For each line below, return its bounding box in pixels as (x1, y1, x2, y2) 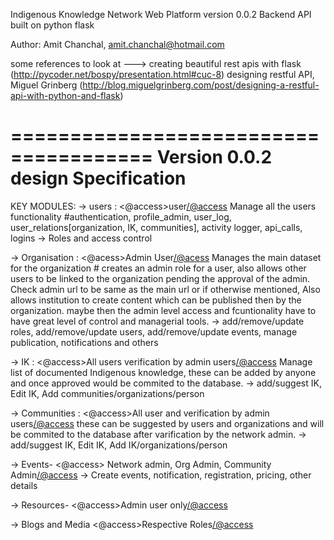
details (10, 479, 38, 491)
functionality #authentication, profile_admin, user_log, (10, 210, 232, 223)
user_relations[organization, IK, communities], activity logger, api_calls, (10, 221, 303, 233)
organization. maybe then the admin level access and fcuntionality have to (10, 304, 317, 316)
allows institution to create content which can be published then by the (10, 294, 302, 306)
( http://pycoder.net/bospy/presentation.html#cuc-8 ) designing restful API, (10, 69, 315, 80)
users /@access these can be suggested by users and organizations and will (10, 417, 325, 429)
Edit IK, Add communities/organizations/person (10, 387, 205, 399)
